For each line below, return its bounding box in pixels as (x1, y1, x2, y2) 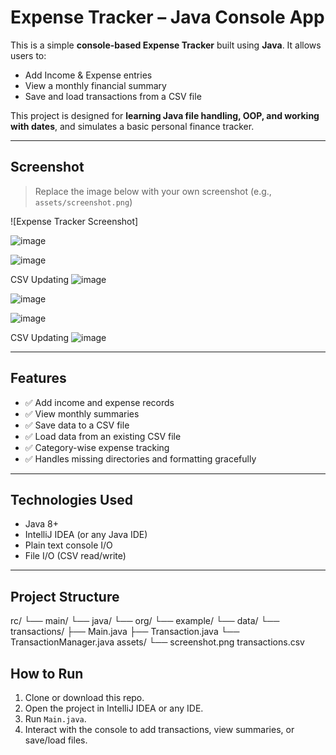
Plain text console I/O (24, 539, 113, 551)
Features (10, 370, 67, 387)
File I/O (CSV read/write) (24, 550, 127, 562)
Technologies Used (10, 491, 133, 508)
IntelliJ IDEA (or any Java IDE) (24, 529, 148, 541)
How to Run (10, 665, 84, 682)
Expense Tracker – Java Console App (10, 6, 325, 29)
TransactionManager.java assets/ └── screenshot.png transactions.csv (10, 636, 305, 648)
